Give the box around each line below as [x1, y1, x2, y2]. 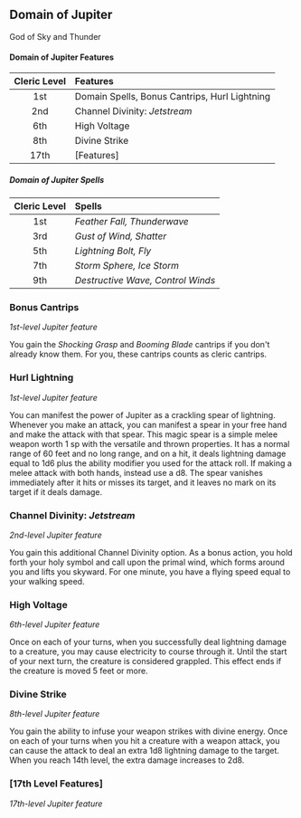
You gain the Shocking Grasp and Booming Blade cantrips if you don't [9, 339, 270, 350]
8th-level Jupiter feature [9, 709, 100, 719]
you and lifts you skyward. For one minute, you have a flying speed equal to [9, 566, 291, 577]
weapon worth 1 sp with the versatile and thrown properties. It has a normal [9, 438, 290, 449]
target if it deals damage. [9, 486, 103, 497]
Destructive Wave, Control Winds [74, 273, 216, 286]
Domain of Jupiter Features [9, 52, 115, 62]
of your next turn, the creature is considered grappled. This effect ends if [9, 656, 282, 667]
